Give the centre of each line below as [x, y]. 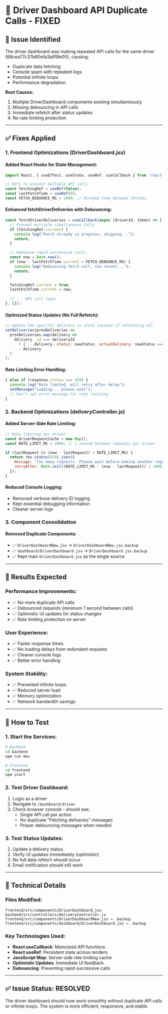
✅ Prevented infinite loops [39, 685]
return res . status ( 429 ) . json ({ [42, 457]
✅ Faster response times [38, 643]
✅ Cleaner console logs [37, 655]
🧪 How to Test [27, 722]
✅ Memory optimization [37, 696]
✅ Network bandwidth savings [44, 702]
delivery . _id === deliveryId [44, 340]
